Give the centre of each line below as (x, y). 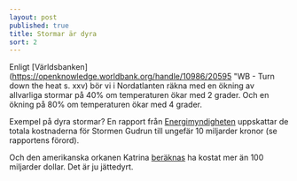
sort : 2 (23, 42)
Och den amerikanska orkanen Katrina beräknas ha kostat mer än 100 (137, 158)
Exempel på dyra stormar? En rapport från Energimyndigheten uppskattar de (149, 122)
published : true (39, 26)
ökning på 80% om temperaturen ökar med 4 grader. (106, 105)
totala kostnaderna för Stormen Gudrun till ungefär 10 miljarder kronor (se (143, 131)
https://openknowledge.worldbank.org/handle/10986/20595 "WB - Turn (143, 77)
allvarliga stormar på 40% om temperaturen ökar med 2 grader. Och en (139, 95)
